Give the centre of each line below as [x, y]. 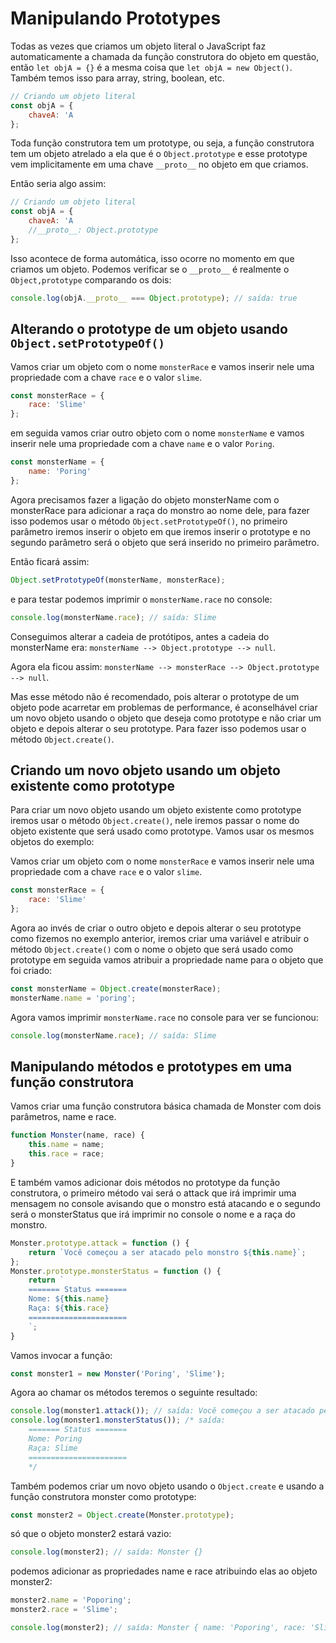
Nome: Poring [55, 1439]
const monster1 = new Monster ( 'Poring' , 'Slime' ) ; [118, 1373]
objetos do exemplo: [52, 842]
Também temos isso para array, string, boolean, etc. [117, 78]
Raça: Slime [53, 1448]
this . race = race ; [66, 1154]
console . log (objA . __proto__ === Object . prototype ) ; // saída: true [154, 298]
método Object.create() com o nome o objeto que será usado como [152, 949]
